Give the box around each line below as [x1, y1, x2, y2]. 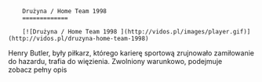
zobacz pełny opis [8, 65, 67, 74]
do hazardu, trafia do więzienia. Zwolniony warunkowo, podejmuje [8, 57, 223, 66]
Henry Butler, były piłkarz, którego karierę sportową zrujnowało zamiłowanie [8, 48, 255, 58]
